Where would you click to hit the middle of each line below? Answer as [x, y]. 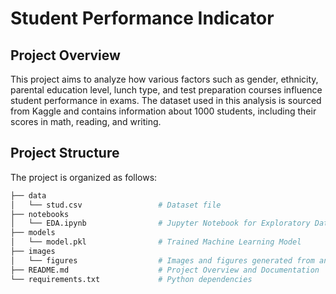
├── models [33, 233]
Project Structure [65, 153]
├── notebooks [40, 214]
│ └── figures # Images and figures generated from [162, 260]
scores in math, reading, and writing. [86, 121]
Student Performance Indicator [142, 18]
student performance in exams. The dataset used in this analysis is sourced [166, 100]
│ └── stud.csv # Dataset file [116, 205]
